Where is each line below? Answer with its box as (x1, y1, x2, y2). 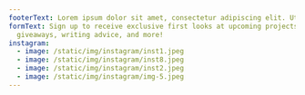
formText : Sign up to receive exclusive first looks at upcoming (8, 22, 261, 31)
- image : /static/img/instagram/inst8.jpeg (16, 55, 184, 64)
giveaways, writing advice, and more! (16, 30, 165, 39)
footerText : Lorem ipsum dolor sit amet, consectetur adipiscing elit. (8, 13, 286, 23)
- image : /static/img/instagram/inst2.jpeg (16, 64, 184, 73)
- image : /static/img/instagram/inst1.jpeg (16, 47, 184, 56)
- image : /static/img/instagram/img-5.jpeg (16, 72, 184, 81)
